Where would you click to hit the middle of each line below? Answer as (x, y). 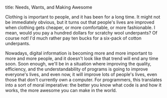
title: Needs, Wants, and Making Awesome (49, 7)
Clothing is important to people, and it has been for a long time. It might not (83, 17)
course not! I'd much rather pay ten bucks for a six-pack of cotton (73, 38)
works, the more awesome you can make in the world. (61, 90)
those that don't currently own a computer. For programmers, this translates (83, 80)
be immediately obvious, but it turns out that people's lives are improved (80, 22)
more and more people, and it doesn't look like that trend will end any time (82, 58)
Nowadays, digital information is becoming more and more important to (79, 53)
